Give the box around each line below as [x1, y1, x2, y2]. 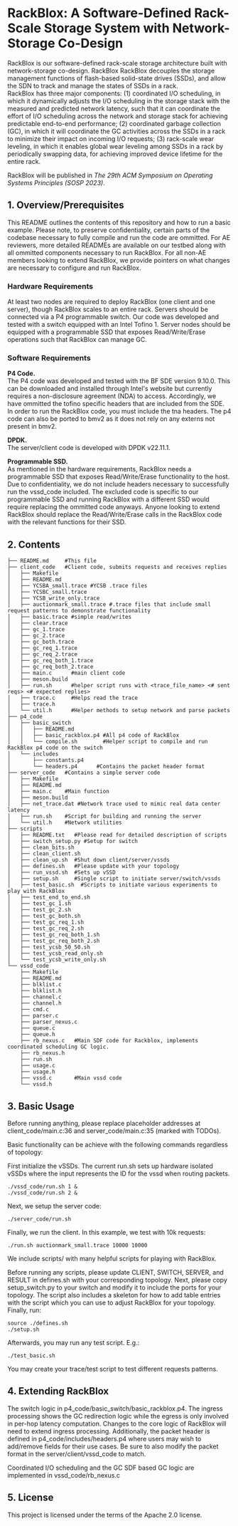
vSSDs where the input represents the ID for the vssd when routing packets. [7, 1169, 230, 1178]
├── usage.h [20, 1068, 55, 1076]
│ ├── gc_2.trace [7, 632, 65, 639]
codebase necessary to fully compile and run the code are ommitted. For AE [7, 233, 231, 241]
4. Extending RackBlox [7, 1385, 109, 1397]
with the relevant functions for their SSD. [7, 518, 126, 526]
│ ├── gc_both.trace [7, 639, 75, 646]
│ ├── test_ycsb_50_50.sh [7, 944, 91, 951]
